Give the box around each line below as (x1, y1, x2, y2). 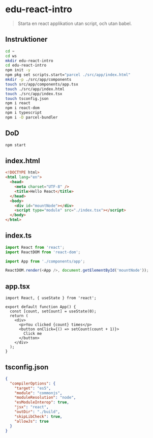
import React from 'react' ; (5, 245, 65, 250)
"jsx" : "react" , (14, 404, 49, 410)
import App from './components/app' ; (5, 258, 85, 264)
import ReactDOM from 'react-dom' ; (5, 249, 81, 255)
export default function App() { (5, 304, 76, 310)
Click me (23, 331, 42, 336)
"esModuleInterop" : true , (14, 400, 70, 405)
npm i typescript (5, 110, 42, 115)
